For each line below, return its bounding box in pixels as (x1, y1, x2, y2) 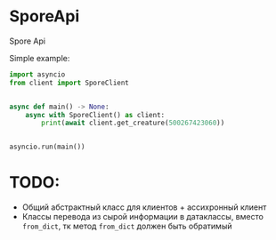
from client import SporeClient (9, 78, 129, 87)
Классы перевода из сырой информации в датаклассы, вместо (21, 212, 264, 222)
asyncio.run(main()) (9, 142, 86, 152)
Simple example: (9, 52, 70, 63)
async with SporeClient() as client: (25, 110, 166, 119)
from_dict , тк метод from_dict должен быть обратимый (21, 220, 232, 232)
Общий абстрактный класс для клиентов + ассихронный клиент (21, 202, 267, 212)
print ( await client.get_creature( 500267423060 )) (41, 118, 225, 128)
